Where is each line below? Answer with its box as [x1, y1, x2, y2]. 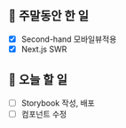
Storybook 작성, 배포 [20, 97, 95, 108]
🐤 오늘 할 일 [8, 72, 67, 87]
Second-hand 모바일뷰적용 [20, 34, 117, 44]
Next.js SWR [20, 44, 67, 54]
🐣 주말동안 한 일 [8, 8, 90, 24]
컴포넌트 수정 [20, 108, 67, 119]
